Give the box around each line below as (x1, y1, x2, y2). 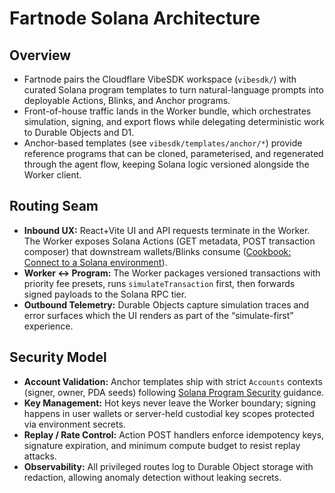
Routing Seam (9, 198, 99, 215)
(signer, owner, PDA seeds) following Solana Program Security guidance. (23, 386, 325, 398)
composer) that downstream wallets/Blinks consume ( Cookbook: (23, 245, 292, 257)
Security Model (9, 349, 107, 366)
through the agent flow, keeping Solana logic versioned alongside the (23, 158, 310, 170)
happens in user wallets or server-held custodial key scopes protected (23, 407, 315, 419)
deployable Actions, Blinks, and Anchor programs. (23, 95, 231, 106)
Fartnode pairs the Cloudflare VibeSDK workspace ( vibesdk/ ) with (23, 73, 297, 85)
